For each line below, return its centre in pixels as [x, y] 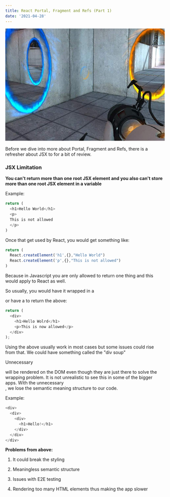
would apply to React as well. [36, 281]
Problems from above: [29, 450]
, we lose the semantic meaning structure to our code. [61, 388]
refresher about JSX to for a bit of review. [49, 154]
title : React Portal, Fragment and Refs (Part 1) [59, 11]
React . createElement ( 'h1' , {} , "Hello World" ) [57, 255]
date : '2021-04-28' [26, 16]
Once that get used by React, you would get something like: [68, 240]
